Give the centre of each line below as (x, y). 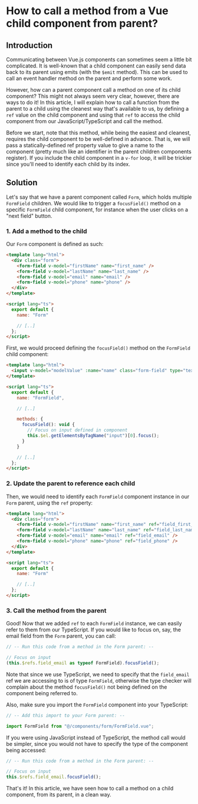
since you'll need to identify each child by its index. (68, 164)
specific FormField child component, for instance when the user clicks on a (97, 209)
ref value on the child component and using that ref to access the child (93, 115)
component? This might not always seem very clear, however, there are (93, 96)
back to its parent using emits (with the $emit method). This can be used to (97, 72)
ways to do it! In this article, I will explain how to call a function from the (93, 102)
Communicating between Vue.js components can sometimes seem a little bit (99, 59)
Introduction (29, 45)
